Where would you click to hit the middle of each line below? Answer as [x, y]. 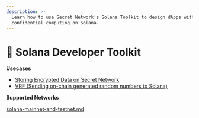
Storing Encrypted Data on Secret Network [67, 80]
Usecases [19, 68]
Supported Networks [33, 98]
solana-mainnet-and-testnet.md [45, 109]
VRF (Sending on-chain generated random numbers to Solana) [91, 86]
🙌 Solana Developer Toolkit [73, 52]
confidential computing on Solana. [55, 23]
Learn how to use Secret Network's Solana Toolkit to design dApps [97, 17]
